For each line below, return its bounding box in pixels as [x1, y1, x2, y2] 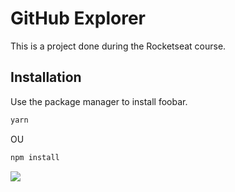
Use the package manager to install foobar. [10, 95, 188, 107]
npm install [10, 152, 60, 162]
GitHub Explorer [10, 7, 147, 30]
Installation [10, 69, 82, 86]
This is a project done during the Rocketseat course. [10, 40, 227, 52]
